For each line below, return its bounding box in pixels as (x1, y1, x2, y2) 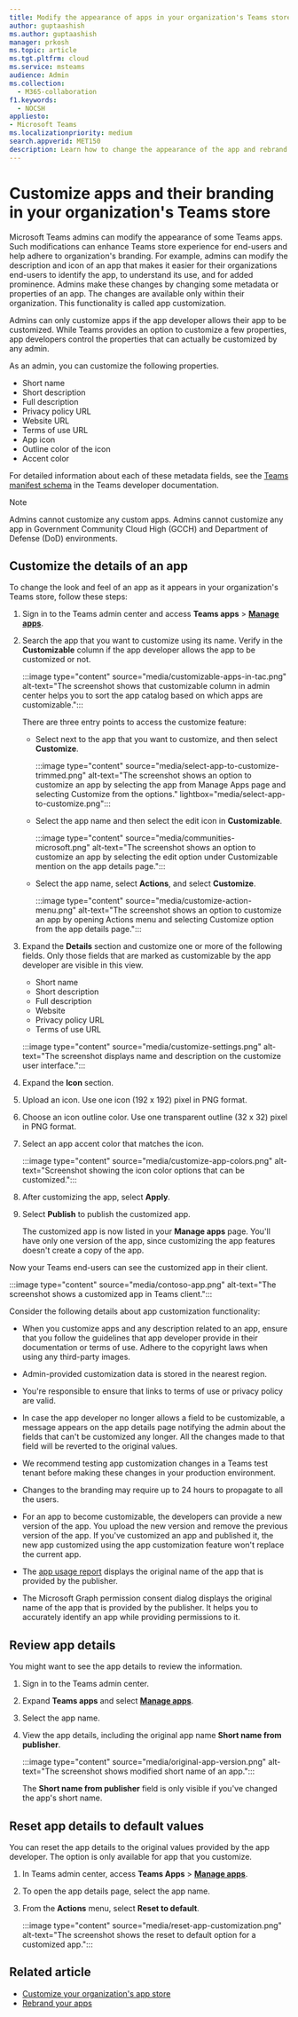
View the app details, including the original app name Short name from (21, 1730, 282, 1741)
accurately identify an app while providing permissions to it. (21, 1612, 241, 1623)
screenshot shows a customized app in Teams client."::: (9, 1289, 213, 1300)
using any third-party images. (21, 1351, 131, 1363)
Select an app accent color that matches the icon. (21, 1138, 204, 1150)
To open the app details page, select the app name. (21, 1886, 211, 1896)
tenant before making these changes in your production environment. (21, 1467, 277, 1478)
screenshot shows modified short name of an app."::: (60, 1766, 255, 1776)
